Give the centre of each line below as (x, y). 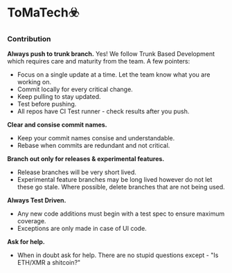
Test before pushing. (47, 104)
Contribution (29, 39)
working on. (34, 82)
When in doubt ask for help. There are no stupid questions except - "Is (118, 255)
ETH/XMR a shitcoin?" (49, 263)
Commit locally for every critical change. (75, 89)
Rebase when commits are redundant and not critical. (93, 146)
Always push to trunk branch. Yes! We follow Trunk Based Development (111, 54)
